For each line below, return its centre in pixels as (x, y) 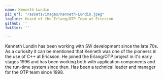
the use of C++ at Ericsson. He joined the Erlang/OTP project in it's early (79, 56)
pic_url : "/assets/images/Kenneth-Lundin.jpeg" (55, 14)
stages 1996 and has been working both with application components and (80, 62)
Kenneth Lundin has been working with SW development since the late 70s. (82, 46)
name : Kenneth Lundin (27, 10)
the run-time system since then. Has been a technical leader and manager (81, 67)
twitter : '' (17, 28)
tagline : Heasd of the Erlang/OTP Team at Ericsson (59, 19)
